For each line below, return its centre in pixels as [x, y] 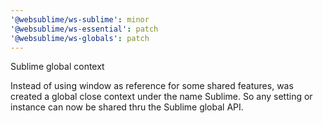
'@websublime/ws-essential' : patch [84, 29]
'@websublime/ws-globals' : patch [80, 38]
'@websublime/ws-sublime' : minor [80, 19]
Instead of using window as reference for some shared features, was [152, 86]
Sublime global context [57, 67]
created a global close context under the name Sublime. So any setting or [161, 97]
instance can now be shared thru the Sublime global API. [127, 107]
